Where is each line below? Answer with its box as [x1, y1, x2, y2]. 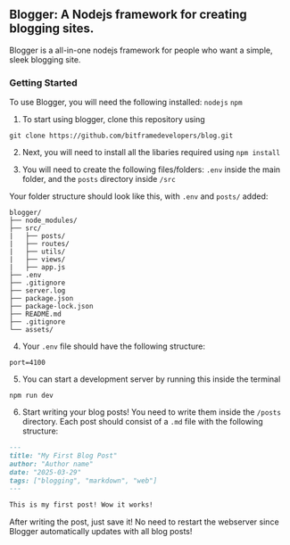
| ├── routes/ [9, 240, 70, 249]
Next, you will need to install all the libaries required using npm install [21, 147, 281, 158]
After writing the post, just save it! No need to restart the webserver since [9, 516, 279, 527]
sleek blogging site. [9, 54, 81, 65]
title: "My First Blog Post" [9, 450, 118, 460]
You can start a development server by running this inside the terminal [21, 374, 281, 384]
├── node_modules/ [9, 216, 78, 226]
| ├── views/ [9, 255, 66, 264]
